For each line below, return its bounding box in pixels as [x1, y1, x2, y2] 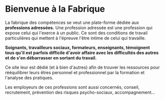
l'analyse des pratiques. [5, 75, 54, 80]
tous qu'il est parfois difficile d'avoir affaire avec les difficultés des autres [5, 50, 159, 56]
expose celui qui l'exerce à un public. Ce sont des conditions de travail [5, 30, 148, 36]
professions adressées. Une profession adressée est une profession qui [5, 24, 153, 30]
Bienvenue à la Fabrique [5, 3, 105, 15]
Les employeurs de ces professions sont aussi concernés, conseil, [5, 84, 140, 90]
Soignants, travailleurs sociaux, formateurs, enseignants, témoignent [5, 44, 150, 50]
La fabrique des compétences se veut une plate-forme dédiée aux [5, 20, 139, 25]
